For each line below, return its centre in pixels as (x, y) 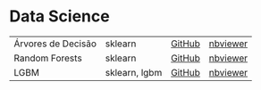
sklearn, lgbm (134, 72)
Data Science (59, 16)
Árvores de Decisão (55, 44)
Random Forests (48, 58)
